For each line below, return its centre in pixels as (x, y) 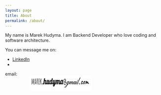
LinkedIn (21, 59)
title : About (18, 15)
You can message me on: (31, 50)
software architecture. (28, 40)
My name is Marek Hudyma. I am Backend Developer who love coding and (81, 35)
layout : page (18, 10)
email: (11, 74)
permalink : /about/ (25, 21)
